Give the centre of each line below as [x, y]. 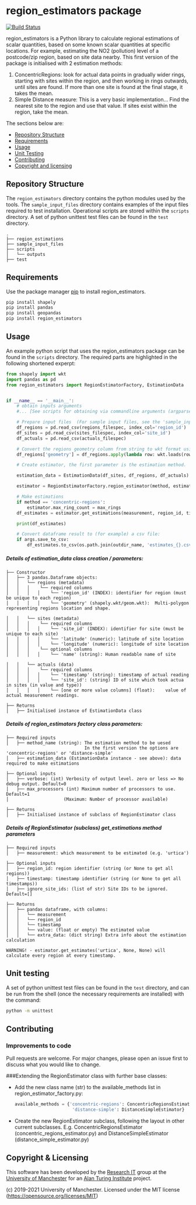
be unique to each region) [39, 598]
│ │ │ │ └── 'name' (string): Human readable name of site [91, 654]
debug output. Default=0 [36, 784]
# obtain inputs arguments [49, 406]
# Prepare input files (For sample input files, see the [88, 422]
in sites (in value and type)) [44, 685]
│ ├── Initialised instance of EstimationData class [74, 711]
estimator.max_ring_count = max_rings [74, 508]
